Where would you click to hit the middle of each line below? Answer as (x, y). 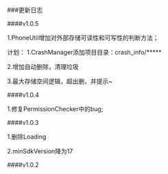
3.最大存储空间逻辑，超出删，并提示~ (60, 81)
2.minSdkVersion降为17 (40, 151)
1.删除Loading (27, 136)
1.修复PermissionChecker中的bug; (55, 109)
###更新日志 (25, 10)
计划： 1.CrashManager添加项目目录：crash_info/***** (84, 52)
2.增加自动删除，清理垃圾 (43, 67)
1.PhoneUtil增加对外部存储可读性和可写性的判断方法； (83, 38)
